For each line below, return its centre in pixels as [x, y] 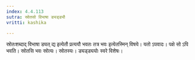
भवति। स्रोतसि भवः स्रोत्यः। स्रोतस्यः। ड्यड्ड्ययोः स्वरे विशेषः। [65, 51]
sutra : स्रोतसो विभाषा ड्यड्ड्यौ [36, 17]
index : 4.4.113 [25, 11]
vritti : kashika [26, 22]
